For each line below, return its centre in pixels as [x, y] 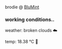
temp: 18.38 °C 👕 [22, 42]
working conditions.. [30, 19]
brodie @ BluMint [22, 7]
